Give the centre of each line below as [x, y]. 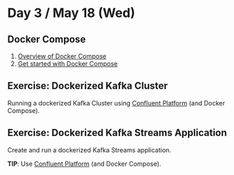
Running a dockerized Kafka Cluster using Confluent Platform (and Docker [116, 103]
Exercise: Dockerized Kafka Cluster [88, 86]
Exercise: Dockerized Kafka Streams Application [117, 133]
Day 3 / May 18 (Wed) [71, 13]
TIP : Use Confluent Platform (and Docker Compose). [84, 164]
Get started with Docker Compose [68, 64]
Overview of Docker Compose [62, 56]
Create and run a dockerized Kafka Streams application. [90, 149]
